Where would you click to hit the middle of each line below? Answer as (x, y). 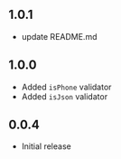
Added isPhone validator (66, 87)
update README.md (59, 36)
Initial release (46, 146)
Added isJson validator (65, 96)
